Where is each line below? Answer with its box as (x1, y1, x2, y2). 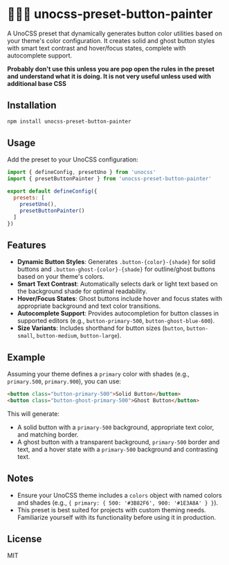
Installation (7, 100, 57, 112)
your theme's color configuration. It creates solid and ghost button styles (7, 36, 215, 44)
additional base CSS (7, 79, 67, 87)
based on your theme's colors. (17, 272, 105, 281)
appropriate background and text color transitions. (17, 302, 161, 311)
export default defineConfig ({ (7, 188, 98, 195)
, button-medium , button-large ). (33, 331, 122, 340)
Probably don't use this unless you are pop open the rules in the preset (7, 64, 214, 73)
